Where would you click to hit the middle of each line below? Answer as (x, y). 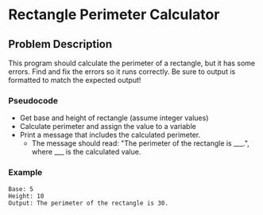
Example (25, 173)
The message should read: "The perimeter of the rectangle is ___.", (141, 143)
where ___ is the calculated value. (86, 152)
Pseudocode (33, 100)
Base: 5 (21, 189)
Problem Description (60, 44)
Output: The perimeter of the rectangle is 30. (89, 203)
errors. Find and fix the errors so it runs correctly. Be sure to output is (122, 72)
